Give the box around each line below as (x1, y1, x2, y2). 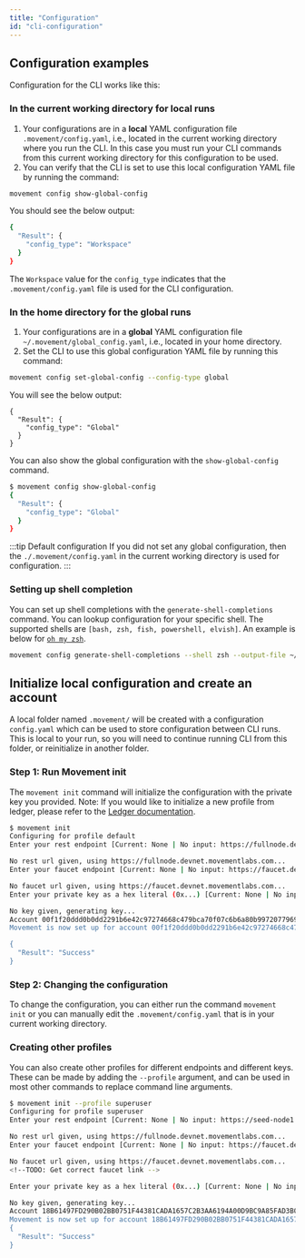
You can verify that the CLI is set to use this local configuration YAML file (22, 161, 296, 173)
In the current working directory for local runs (9, 102, 215, 115)
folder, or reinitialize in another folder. (9, 743, 150, 754)
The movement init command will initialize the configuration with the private (9, 786, 292, 797)
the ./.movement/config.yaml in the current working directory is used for (9, 551, 280, 562)
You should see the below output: (9, 206, 135, 217)
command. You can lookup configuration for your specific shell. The (9, 614, 264, 624)
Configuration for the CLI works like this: (9, 79, 161, 91)
